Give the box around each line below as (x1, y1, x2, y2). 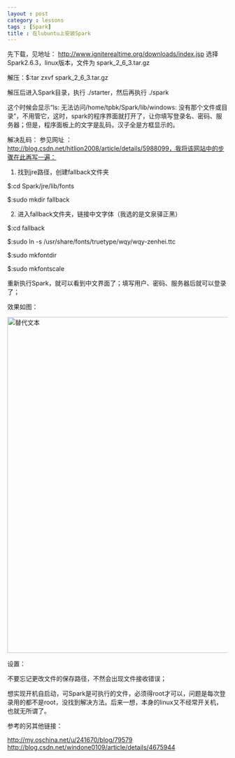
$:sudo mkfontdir (7, 251, 57, 260)
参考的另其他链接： (7, 722, 63, 730)
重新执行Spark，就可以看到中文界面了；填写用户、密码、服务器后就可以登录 (7, 279, 227, 288)
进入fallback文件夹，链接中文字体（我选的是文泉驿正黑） (17, 210, 182, 218)
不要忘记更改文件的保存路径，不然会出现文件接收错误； (7, 675, 166, 683)
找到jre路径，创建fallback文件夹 (17, 168, 110, 176)
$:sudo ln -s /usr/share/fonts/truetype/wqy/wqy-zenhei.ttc (7, 237, 176, 246)
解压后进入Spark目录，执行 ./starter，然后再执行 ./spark (7, 88, 169, 97)
